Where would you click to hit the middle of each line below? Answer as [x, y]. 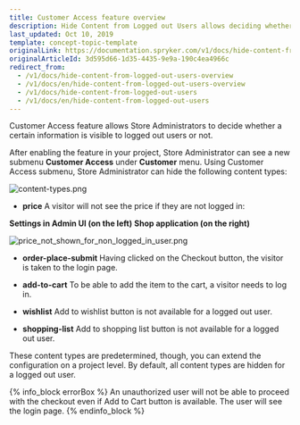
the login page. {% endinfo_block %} [77, 411]
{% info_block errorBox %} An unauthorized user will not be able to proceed [150, 392]
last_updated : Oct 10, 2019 [62, 34]
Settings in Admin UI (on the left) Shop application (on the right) [129, 223]
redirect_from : [37, 68]
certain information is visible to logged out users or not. [111, 136]
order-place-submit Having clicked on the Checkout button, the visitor [153, 258]
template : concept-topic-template [74, 42]
